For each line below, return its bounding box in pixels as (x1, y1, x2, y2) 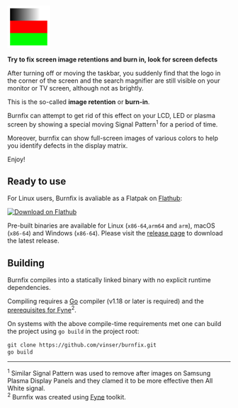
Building (7, 257, 45, 269)
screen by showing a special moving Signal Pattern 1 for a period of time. (7, 119, 218, 129)
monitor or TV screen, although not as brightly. (7, 84, 144, 92)
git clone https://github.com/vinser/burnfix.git (7, 342, 157, 349)
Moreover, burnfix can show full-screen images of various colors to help (7, 134, 218, 142)
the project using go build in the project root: (7, 327, 140, 335)
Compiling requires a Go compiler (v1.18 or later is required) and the (7, 297, 204, 305)
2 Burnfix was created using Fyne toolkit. (7, 391, 126, 401)
